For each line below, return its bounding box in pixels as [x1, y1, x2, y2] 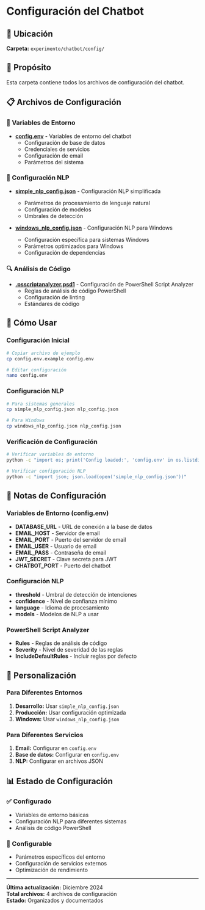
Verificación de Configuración [6, 438, 98, 446]
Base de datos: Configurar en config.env [15, 751, 119, 759]
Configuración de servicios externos [15, 860, 107, 867]
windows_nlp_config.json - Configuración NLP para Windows [15, 224, 173, 231]
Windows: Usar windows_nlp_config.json [15, 715, 120, 723]
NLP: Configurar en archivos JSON [15, 757, 104, 765]
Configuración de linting [24, 294, 85, 301]
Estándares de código [24, 300, 80, 308]
